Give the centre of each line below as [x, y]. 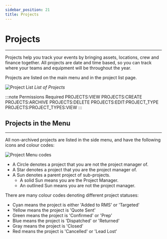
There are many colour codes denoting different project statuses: [72, 195]
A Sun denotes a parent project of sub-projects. [61, 175]
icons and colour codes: [30, 145]
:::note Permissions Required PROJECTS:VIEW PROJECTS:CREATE [74, 97]
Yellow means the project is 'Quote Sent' [54, 210]
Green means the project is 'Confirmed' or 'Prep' [62, 216]
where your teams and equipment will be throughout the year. [68, 68]
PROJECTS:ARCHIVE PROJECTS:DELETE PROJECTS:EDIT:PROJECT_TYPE [82, 102]
